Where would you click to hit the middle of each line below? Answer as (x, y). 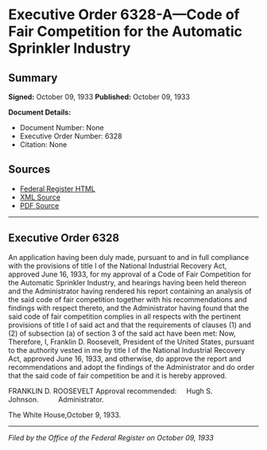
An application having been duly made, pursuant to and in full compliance (129, 257)
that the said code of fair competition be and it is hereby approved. (118, 375)
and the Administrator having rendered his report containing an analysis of (130, 291)
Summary (33, 78)
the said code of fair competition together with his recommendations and (128, 299)
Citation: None (43, 144)
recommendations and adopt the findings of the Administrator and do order (132, 367)
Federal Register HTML (58, 188)
